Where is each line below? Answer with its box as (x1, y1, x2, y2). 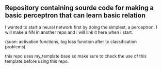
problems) (5, 43, 26, 50)
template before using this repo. (5, 58, 69, 64)
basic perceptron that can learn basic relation (5, 12, 146, 20)
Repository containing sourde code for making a (5, 4, 154, 12)
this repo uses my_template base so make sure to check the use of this (5, 53, 147, 59)
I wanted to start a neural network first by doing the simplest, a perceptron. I (5, 24, 158, 30)
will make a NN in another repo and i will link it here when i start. (5, 29, 133, 35)
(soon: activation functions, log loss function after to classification (5, 39, 137, 44)
